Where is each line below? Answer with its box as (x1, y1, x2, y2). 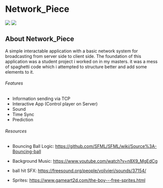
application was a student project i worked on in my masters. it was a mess (5, 58, 158, 64)
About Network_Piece (5, 35, 75, 43)
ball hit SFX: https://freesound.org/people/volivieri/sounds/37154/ (12, 168, 147, 174)
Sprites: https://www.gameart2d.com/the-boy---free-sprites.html (12, 177, 146, 184)
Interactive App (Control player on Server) (12, 100, 98, 107)
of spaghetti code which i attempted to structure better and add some (5, 63, 147, 70)
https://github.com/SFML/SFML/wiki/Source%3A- (55, 143, 157, 149)
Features (5, 80, 23, 86)
